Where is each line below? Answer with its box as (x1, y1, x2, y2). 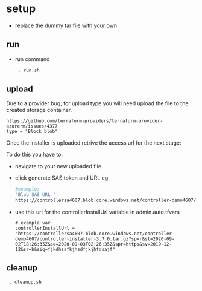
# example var (14, 220, 51, 226)
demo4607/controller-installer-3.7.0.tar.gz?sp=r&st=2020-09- (14, 236, 175, 242)
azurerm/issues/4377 (6, 123, 58, 129)
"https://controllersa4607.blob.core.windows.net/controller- (14, 231, 175, 237)
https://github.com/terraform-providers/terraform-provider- (6, 118, 163, 124)
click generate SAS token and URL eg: (14, 174, 110, 181)
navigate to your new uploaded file (14, 163, 101, 170)
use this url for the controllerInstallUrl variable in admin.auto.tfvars (14, 208, 180, 216)
